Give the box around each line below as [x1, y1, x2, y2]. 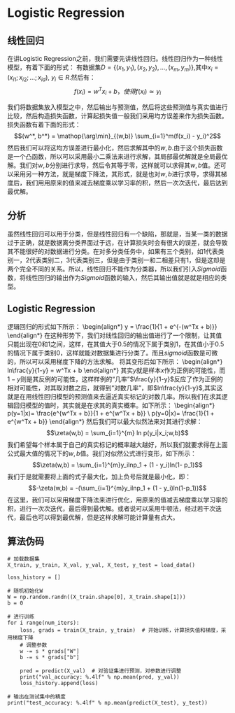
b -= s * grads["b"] [20, 654, 80, 661]
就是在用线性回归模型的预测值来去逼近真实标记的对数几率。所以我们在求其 [7, 392, 222, 400]
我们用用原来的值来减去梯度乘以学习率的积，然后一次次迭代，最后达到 [25, 178, 228, 187]
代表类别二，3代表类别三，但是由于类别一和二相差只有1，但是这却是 [29, 255, 226, 264]
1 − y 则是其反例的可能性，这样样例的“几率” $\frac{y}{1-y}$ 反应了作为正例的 [7, 374, 224, 383]
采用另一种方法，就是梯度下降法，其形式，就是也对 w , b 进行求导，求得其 [13, 170, 222, 178]
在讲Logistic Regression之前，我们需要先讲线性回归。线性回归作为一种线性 [7, 55, 224, 62]
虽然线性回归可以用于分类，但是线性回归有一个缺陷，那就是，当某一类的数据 [7, 230, 228, 238]
